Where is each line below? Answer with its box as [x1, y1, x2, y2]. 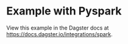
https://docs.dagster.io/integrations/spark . [6, 30, 113, 37]
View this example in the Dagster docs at [6, 24, 109, 31]
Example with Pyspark [6, 4, 122, 18]
